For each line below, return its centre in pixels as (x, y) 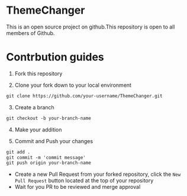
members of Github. (30, 33)
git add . (18, 152)
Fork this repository (38, 73)
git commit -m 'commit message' (46, 157)
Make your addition (38, 129)
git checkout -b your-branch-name (49, 118)
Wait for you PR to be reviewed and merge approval (78, 187)
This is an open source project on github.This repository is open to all (91, 27)
